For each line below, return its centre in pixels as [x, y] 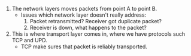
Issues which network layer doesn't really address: [84, 15]
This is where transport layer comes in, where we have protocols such [98, 34]
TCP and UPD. [30, 40]
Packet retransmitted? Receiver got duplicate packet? [95, 21]
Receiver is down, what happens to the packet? [88, 27]
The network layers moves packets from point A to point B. [84, 9]
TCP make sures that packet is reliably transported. [84, 46]
